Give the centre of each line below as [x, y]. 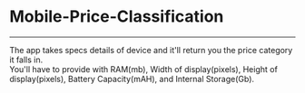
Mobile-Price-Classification [117, 17]
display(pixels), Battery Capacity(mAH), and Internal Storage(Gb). [132, 79]
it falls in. [26, 60]
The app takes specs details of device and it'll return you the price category [151, 50]
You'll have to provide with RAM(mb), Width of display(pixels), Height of [144, 69]
